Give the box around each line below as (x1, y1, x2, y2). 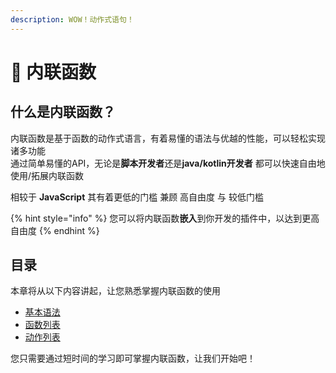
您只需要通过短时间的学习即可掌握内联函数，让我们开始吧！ (10, 352, 256, 365)
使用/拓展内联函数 (10, 169, 85, 181)
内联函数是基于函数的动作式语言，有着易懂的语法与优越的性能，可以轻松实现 (10, 132, 326, 144)
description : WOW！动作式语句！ (10, 14, 135, 25)
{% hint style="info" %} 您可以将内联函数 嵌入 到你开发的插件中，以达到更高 (10, 212, 320, 224)
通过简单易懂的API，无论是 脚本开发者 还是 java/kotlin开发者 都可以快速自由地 (10, 157, 326, 169)
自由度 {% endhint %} (10, 224, 100, 236)
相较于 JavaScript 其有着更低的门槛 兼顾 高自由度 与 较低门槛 (10, 191, 264, 203)
